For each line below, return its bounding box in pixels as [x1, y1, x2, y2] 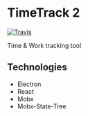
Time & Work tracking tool [7, 41, 82, 49]
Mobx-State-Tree [17, 102, 67, 110]
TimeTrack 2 [7, 5, 80, 21]
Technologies [7, 61, 68, 74]
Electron [17, 80, 42, 88]
